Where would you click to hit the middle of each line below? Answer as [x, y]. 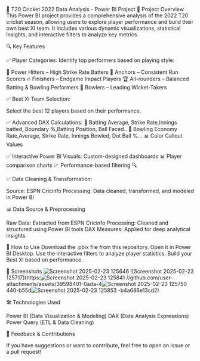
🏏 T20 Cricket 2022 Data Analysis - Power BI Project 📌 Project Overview [95, 9]
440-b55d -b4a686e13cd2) [83, 290]
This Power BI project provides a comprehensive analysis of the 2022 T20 [97, 15]
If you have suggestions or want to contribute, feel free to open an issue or [98, 345]
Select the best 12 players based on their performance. [74, 111]
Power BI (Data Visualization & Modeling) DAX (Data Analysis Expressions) [98, 316]
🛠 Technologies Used [33, 302]
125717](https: [23, 278]
